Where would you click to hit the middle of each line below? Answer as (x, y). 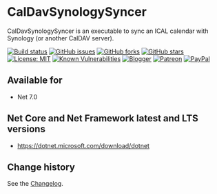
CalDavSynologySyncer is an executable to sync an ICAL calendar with (108, 31)
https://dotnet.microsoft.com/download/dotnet (83, 145)
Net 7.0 (27, 97)
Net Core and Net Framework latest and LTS (103, 118)
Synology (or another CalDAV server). (61, 38)
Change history (41, 167)
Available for (35, 81)
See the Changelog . (35, 184)
